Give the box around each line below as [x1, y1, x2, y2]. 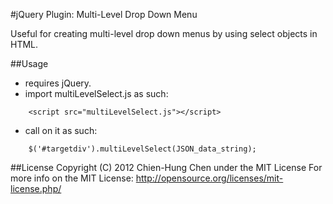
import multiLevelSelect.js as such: [24, 88, 169, 99]
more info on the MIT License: [10, 172, 134, 184]
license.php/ [10, 183, 62, 194]
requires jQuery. [24, 77, 92, 89]
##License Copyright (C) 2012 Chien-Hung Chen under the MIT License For [10, 162, 323, 173]
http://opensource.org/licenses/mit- [135, 172, 284, 184]
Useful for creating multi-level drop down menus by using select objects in [10, 28, 318, 39]
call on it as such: [24, 125, 98, 136]
